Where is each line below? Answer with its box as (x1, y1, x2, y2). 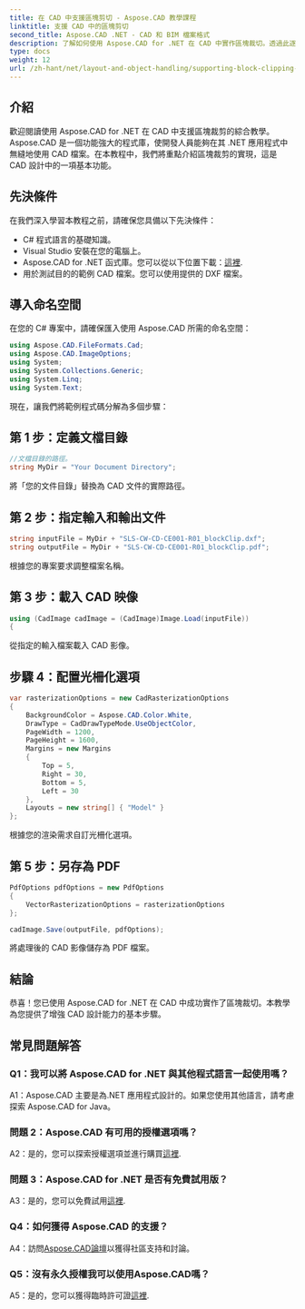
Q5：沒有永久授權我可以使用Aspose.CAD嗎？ (9, 1267, 211, 1280)
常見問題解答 (9, 1038, 82, 1053)
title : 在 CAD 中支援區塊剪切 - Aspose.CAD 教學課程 (9, 13, 197, 23)
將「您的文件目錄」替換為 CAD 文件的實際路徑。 (9, 480, 191, 491)
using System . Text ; (9, 383, 84, 392)
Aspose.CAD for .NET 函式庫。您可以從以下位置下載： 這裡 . (22, 256, 243, 268)
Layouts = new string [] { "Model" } (25, 803, 165, 812)
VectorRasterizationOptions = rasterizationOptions (25, 900, 225, 909)
